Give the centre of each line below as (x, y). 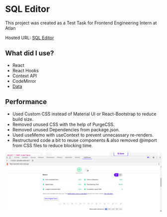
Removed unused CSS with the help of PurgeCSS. (64, 124)
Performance (26, 102)
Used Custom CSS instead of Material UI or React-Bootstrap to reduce (84, 114)
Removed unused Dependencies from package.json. (66, 129)
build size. (23, 119)
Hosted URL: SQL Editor (30, 38)
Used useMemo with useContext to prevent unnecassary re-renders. (83, 135)
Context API (25, 76)
